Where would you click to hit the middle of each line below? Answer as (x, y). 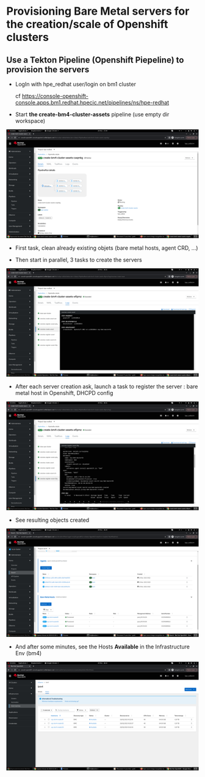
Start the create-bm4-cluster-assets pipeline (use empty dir (92, 114)
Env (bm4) (28, 653)
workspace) (30, 121)
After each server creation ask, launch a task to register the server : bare (106, 386)
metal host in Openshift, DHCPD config (64, 393)
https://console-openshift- (55, 96)
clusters (27, 37)
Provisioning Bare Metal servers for (98, 11)
